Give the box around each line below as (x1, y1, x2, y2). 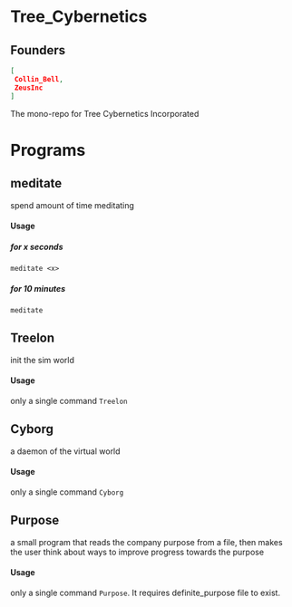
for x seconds (10, 241, 63, 252)
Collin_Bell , (14, 74, 64, 83)
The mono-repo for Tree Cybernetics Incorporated (10, 108, 200, 119)
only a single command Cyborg (10, 487, 124, 497)
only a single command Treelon (10, 396, 128, 407)
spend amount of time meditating (10, 199, 135, 210)
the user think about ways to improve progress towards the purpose (10, 546, 265, 557)
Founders (10, 43, 66, 58)
